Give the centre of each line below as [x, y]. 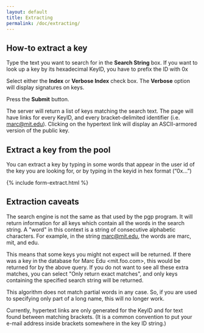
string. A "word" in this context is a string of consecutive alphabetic [91, 229]
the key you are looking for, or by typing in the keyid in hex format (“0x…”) [99, 171]
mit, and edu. [23, 242]
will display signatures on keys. [45, 88]
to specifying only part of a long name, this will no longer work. [86, 298]
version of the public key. [38, 131]
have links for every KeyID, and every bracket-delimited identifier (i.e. [93, 118]
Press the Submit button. [38, 99]
